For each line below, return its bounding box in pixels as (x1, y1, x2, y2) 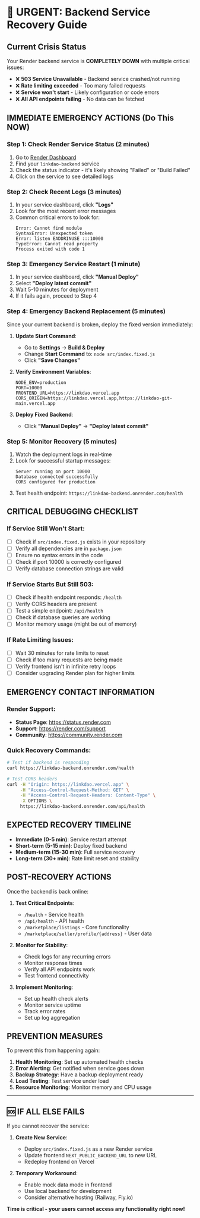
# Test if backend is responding (7, 760, 90, 766)
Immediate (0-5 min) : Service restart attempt (15, 836, 127, 843)
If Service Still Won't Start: (7, 524, 85, 533)
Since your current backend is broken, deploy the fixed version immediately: (7, 321, 193, 328)
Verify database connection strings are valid (15, 565, 124, 572)
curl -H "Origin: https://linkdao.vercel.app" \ (7, 781, 129, 788)
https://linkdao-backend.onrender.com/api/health (20, 804, 145, 810)
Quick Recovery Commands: (7, 746, 91, 754)
